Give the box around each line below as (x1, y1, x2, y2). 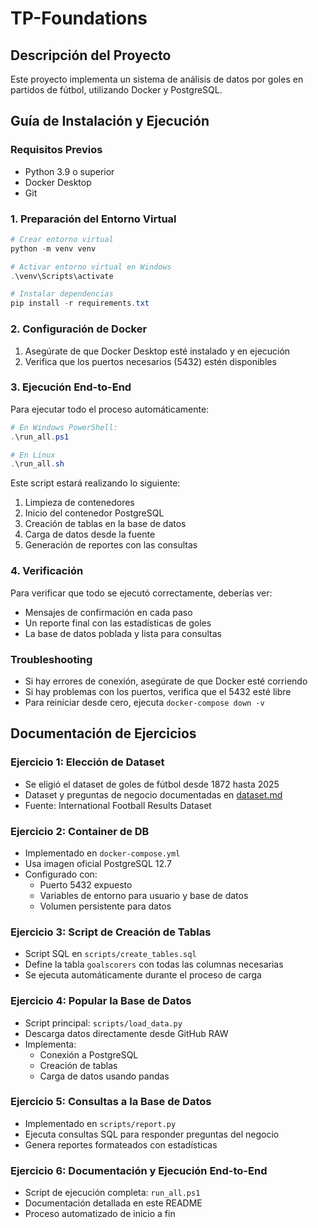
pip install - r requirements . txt (10, 298, 150, 309)
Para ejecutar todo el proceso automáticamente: (10, 403, 210, 415)
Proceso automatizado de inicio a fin (24, 1208, 176, 1220)
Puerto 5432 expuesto (39, 878, 133, 891)
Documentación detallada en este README (24, 1197, 203, 1209)
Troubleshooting (10, 652, 93, 666)
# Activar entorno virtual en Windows (10, 262, 172, 272)
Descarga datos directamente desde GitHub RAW (24, 1027, 229, 1039)
